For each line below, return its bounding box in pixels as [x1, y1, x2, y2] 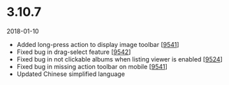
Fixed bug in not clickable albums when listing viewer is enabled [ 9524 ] [16, 55, 223, 63]
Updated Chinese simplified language [16, 70, 125, 78]
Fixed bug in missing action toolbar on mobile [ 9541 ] [16, 62, 168, 70]
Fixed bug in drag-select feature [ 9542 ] [16, 48, 131, 56]
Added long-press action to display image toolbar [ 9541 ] [16, 40, 179, 48]
